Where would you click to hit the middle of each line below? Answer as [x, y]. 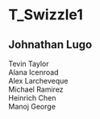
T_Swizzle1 [46, 15]
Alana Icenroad [33, 72]
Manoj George [32, 107]
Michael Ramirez [36, 89]
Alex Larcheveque [38, 81]
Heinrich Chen [32, 98]
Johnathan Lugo [50, 45]
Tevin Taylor [29, 64]
